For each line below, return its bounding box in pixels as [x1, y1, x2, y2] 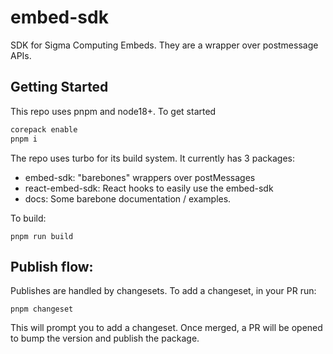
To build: [10, 212, 47, 224]
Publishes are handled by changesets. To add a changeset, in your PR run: [10, 285, 317, 297]
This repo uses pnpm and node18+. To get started [10, 105, 217, 117]
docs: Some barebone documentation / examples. [24, 192, 232, 205]
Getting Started [10, 79, 109, 96]
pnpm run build [10, 231, 74, 241]
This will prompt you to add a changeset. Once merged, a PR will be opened [10, 322, 323, 334]
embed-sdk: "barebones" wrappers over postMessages [24, 171, 256, 183]
